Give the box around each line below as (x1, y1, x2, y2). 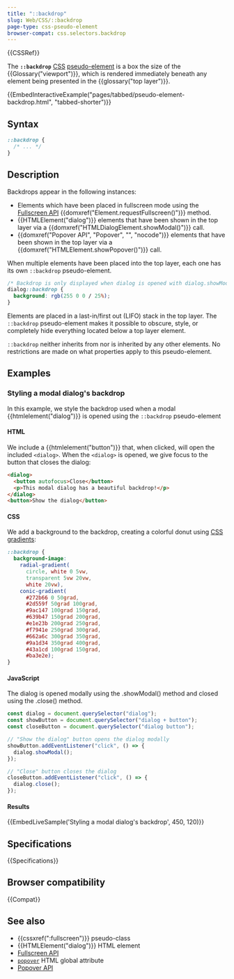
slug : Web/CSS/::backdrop (7, 17, 82, 24)
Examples (7, 367, 51, 380)
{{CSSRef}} (7, 49, 40, 57)
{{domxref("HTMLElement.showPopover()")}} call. (17, 245, 162, 254)
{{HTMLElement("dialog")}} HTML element (17, 941, 141, 950)
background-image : (13, 555, 68, 562)
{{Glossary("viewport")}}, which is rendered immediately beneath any (7, 70, 208, 78)
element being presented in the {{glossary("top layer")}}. (7, 77, 171, 86)
